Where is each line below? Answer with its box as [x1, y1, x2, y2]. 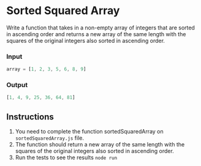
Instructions [6, 111, 54, 122]
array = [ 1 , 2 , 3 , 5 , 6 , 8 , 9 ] [6, 66, 86, 72]
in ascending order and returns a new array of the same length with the [6, 30, 186, 37]
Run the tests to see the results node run [15, 154, 118, 161]
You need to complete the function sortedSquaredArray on [15, 128, 164, 135]
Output [6, 81, 28, 89]
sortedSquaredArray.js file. [15, 134, 85, 141]
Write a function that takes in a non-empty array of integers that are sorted [6, 24, 195, 31]
